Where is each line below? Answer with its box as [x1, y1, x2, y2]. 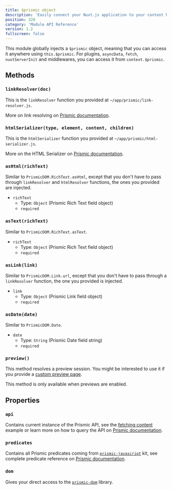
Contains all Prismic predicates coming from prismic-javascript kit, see [5, 450, 158, 456]
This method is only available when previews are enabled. [5, 381, 127, 387]
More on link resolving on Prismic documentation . [5, 112, 110, 118]
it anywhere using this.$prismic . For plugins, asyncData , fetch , [5, 51, 139, 57]
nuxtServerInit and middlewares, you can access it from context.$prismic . [5, 56, 165, 62]
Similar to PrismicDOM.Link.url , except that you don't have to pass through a [5, 272, 167, 279]
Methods [5, 71, 35, 80]
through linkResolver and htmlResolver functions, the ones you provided [5, 179, 160, 185]
